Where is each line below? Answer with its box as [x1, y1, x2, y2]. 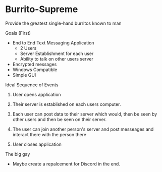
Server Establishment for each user [20, 50, 94, 56]
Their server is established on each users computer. [12, 101, 121, 107]
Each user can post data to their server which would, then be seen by [12, 111, 157, 117]
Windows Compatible [12, 67, 58, 73]
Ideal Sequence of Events [5, 82, 59, 88]
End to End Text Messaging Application [12, 39, 94, 46]
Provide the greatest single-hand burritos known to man [5, 20, 122, 26]
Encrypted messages [12, 61, 57, 67]
